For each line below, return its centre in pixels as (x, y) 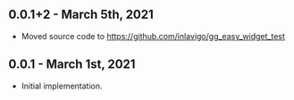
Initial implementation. (62, 86)
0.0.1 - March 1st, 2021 (72, 65)
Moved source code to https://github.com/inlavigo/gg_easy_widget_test (153, 36)
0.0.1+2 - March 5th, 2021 (81, 15)
